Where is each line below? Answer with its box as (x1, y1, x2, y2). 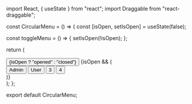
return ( (6, 46, 25, 53)
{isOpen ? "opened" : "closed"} (9, 59, 77, 65)
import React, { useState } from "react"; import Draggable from (6, 5, 161, 12)
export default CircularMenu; (6, 91, 78, 98)
